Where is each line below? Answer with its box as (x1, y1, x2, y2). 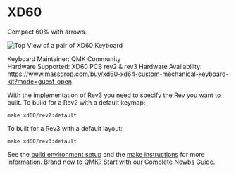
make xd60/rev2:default (7, 112, 77, 119)
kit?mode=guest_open (7, 77, 73, 85)
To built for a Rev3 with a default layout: (7, 124, 123, 132)
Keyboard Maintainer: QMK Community (7, 54, 121, 63)
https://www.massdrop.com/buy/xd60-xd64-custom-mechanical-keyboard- (7, 70, 229, 78)
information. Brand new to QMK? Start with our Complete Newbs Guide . (7, 158, 216, 166)
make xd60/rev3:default (7, 138, 77, 145)
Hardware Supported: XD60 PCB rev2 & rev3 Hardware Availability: (7, 62, 202, 70)
